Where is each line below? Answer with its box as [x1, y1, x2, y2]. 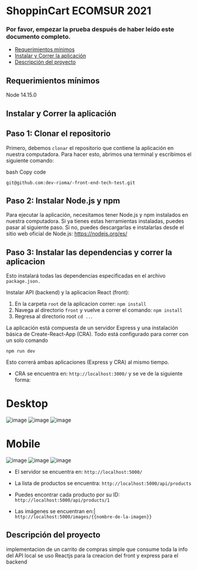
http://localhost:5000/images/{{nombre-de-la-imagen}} [14, 514, 152, 520]
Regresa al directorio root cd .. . [14, 313, 93, 320]
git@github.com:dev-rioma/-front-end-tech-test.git [6, 180, 135, 185]
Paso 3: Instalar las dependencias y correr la [6, 247, 172, 258]
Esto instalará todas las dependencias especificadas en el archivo [6, 272, 166, 279]
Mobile [6, 437, 41, 451]
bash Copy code [6, 168, 46, 175]
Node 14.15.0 [6, 92, 37, 99]
